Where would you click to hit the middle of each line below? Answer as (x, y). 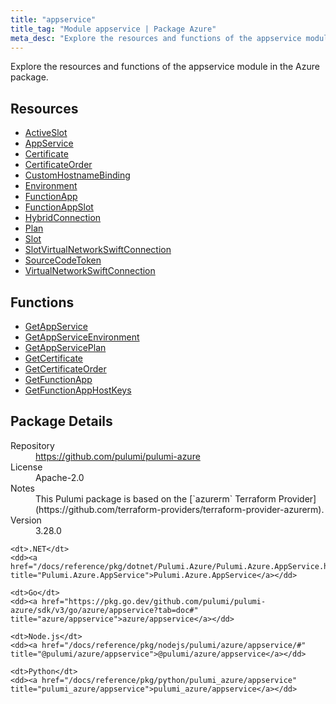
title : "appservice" (53, 19)
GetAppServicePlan (65, 347)
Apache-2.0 (60, 477)
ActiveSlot (46, 133)
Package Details (61, 421)
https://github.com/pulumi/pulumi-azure (118, 456)
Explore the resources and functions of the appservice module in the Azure (165, 67)
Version (26, 520)
